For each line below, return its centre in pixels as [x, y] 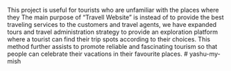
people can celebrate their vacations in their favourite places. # [98, 54]
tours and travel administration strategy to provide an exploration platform [113, 32]
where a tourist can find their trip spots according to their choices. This [109, 39]
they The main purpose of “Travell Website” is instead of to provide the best [115, 17]
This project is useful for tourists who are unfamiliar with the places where [113, 10]
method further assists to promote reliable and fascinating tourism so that [112, 47]
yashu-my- [205, 54]
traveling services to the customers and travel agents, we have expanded [112, 24]
